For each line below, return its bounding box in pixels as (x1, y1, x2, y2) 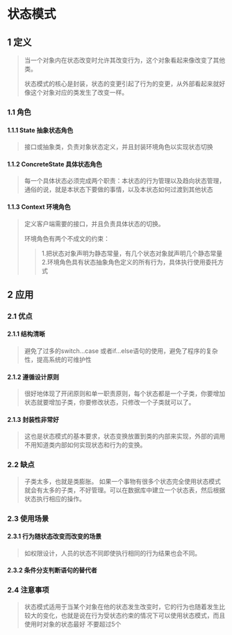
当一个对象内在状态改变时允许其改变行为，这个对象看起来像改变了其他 (24, 56, 226, 64)
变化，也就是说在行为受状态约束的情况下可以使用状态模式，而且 (42, 611, 226, 620)
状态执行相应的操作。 (24, 494, 85, 503)
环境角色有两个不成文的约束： (24, 234, 110, 242)
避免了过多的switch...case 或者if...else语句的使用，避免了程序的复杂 (24, 347, 219, 355)
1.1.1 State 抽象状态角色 (7, 126, 74, 134)
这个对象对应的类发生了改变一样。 (30, 88, 129, 96)
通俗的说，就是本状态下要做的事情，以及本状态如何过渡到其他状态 (24, 185, 213, 194)
